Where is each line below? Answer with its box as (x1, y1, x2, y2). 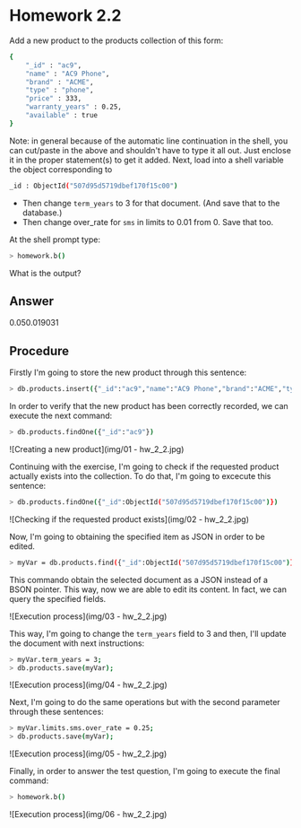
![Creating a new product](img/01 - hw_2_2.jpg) (9, 443, 185, 454)
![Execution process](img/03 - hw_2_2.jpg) (9, 611, 168, 622)
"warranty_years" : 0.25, (25, 102, 123, 112)
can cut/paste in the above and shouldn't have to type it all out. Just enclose (9, 144, 291, 155)
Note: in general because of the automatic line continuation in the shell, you (9, 135, 288, 146)
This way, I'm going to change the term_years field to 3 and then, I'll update (9, 628, 287, 639)
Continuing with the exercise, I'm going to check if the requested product (9, 461, 279, 472)
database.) (21, 207, 63, 218)
